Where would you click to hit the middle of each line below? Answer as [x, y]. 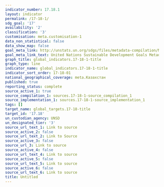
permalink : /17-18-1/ [27, 19]
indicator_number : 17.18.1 [32, 9]
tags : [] [14, 105]
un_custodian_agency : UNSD [32, 118]
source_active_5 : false [29, 159]
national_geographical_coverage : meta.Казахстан [55, 77]
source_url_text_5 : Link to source [41, 164]
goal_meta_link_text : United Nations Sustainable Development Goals [76, 55]
